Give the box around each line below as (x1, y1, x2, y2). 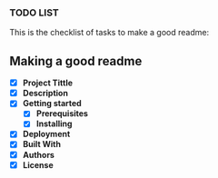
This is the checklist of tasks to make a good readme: (9, 27, 210, 38)
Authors (22, 149, 54, 160)
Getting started (22, 98, 82, 109)
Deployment (22, 129, 71, 140)
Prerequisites (35, 108, 89, 119)
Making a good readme (9, 53, 143, 69)
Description (22, 88, 68, 99)
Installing (35, 118, 73, 129)
